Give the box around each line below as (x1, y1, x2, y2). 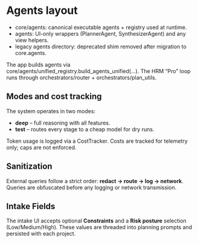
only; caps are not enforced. (6, 143, 77, 151)
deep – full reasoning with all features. (14, 119, 110, 126)
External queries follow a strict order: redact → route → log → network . (6, 177, 184, 184)
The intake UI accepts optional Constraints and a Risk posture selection (6, 217, 187, 224)
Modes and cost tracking (6, 91, 102, 102)
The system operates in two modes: (6, 107, 95, 115)
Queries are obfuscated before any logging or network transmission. (6, 184, 177, 191)
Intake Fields (6, 201, 56, 212)
